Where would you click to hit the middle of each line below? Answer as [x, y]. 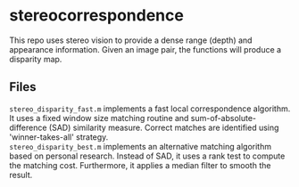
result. [21, 175]
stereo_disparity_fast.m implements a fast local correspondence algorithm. [150, 109]
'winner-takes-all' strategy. [59, 137]
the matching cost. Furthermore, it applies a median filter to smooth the [140, 165]
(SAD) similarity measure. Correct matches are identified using [164, 127]
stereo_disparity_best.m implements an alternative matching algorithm [141, 146]
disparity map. [36, 59]
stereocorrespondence [97, 16]
